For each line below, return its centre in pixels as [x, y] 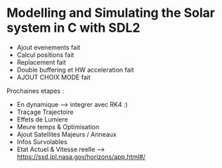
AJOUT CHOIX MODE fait [53, 77]
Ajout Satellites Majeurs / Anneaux [66, 134]
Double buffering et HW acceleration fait [75, 70]
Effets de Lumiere [42, 119]
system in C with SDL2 [73, 28]
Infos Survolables [42, 141]
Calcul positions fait [45, 55]
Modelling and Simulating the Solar [111, 13]
